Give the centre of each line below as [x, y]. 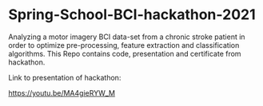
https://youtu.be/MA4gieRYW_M [62, 92]
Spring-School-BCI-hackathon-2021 [132, 15]
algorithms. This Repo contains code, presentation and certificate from [125, 53]
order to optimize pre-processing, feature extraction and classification [124, 45]
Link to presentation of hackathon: [65, 77]
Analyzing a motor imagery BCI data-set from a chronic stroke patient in [127, 37]
